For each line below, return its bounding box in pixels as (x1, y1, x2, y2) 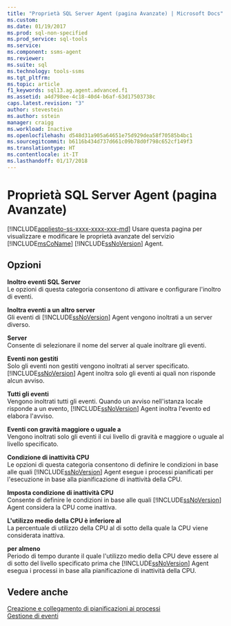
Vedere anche (7, 586, 69, 598)
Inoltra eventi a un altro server (7, 305, 95, 314)
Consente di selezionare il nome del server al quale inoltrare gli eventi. (7, 341, 207, 349)
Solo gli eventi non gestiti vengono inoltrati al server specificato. (7, 361, 190, 370)
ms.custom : (7, 17, 39, 23)
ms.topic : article (7, 81, 60, 88)
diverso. (7, 320, 30, 328)
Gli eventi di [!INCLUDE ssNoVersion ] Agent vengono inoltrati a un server (7, 313, 212, 321)
